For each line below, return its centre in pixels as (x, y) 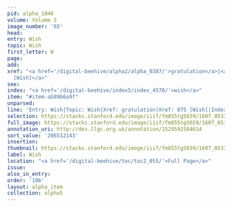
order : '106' (26, 180)
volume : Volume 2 (32, 20)
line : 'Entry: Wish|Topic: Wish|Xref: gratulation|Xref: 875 (97, 110)
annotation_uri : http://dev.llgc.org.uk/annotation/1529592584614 (105, 129)
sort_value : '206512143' (43, 135)
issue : (17, 167)
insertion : (23, 142)
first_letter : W (30, 52)
